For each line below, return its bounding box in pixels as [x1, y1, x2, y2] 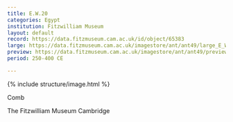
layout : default [7, 29, 54, 37]
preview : [7, 49, 33, 56]
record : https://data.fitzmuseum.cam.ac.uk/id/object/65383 [7, 36, 185, 43]
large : [7, 42, 26, 49]
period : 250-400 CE [7, 55, 64, 62]
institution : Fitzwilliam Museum [7, 23, 104, 30]
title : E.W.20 [7, 10, 49, 17]
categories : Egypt [7, 17, 60, 23]
